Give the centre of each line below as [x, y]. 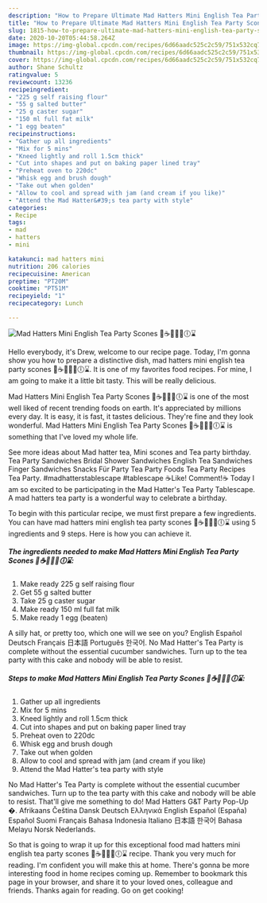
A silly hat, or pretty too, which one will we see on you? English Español [125, 633]
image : [19, 45]
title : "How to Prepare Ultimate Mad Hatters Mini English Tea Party [126, 23]
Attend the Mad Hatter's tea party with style [92, 769]
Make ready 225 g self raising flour [77, 583]
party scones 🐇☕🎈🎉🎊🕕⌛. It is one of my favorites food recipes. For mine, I [130, 369]
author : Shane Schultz [46, 68]
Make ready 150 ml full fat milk [70, 609]
